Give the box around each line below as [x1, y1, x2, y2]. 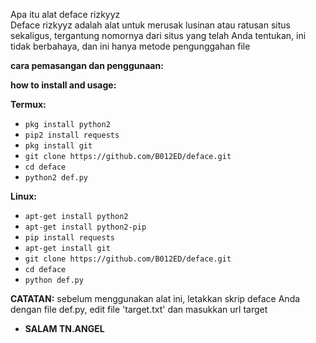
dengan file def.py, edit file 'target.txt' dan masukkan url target [10, 304, 268, 315]
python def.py [24, 275, 84, 285]
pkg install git [24, 141, 93, 151]
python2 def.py [24, 173, 89, 183]
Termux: [10, 99, 47, 110]
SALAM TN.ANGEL [24, 323, 105, 334]
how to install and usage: [10, 79, 117, 91]
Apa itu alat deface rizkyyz [10, 9, 121, 20]
